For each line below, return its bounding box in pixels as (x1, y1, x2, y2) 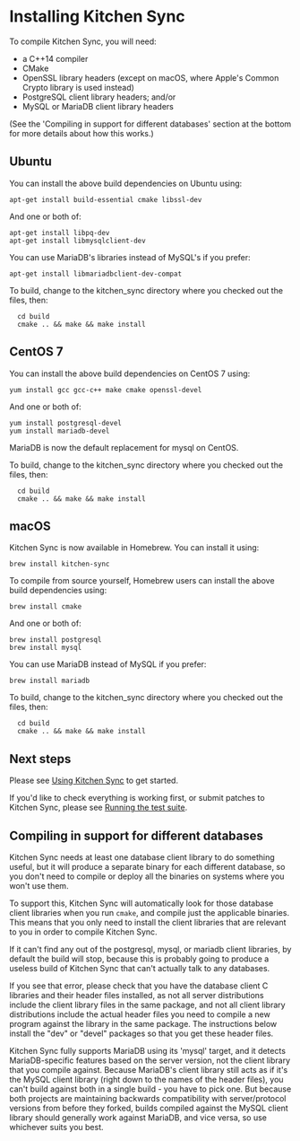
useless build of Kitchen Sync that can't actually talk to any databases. (9, 963, 270, 973)
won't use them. (9, 881, 69, 891)
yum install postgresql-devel (9, 418, 123, 427)
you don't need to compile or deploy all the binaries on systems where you (9, 871, 285, 882)
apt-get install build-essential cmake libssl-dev (9, 195, 202, 204)
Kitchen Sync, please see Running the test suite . (9, 802, 188, 813)
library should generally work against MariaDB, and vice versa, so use (9, 1112, 267, 1123)
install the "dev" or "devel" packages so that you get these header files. (9, 1028, 274, 1039)
